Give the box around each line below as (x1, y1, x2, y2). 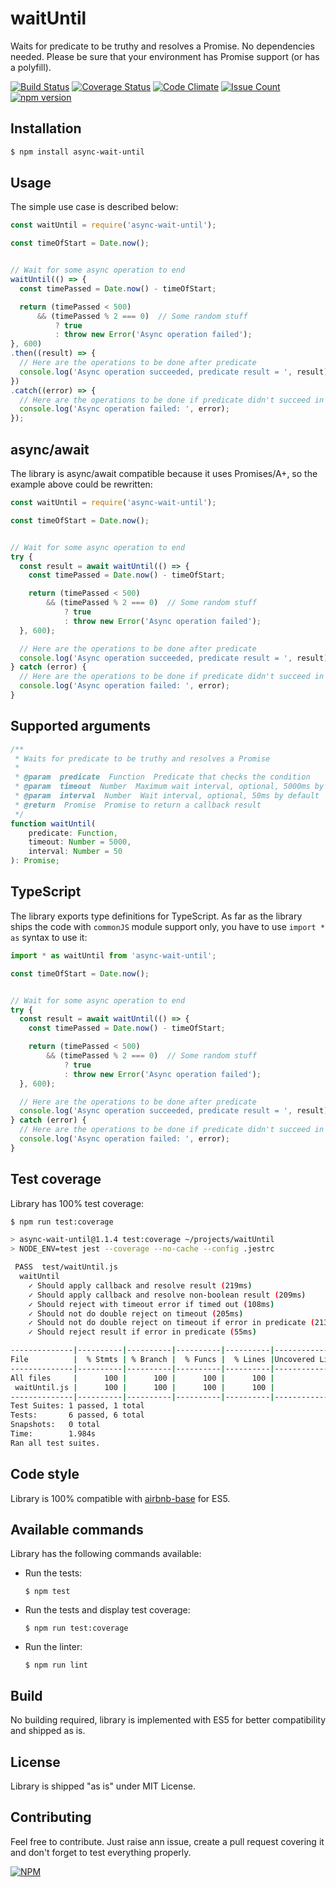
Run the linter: (24, 1641, 83, 1653)
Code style (10, 1466, 80, 1483)
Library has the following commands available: (10, 1548, 202, 1560)
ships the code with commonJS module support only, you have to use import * (10, 920, 326, 932)
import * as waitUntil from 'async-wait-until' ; (10, 950, 217, 961)
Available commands (10, 1522, 144, 1539)
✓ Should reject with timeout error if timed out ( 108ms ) (28, 1299, 275, 1309)
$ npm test (24, 1587, 71, 1597)
